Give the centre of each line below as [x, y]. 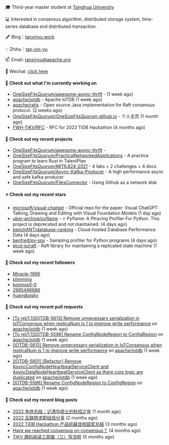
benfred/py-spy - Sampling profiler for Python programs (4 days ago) [85, 240]
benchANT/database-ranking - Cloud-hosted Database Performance [84, 229]
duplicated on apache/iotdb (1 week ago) [55, 377]
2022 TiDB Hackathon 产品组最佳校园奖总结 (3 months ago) [75, 424]
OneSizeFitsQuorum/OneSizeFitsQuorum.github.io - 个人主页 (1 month [85, 116]
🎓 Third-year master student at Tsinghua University [60, 7]
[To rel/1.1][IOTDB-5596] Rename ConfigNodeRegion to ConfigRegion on [88, 334]
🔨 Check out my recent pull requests [44, 307]
